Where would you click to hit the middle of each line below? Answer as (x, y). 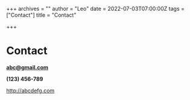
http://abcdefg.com (30, 90)
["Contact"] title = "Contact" (41, 15)
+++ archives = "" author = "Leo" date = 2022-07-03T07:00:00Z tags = (96, 9)
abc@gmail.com (27, 67)
